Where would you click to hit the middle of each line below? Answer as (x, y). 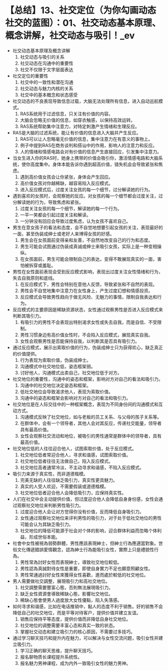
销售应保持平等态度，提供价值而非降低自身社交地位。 (75, 619)
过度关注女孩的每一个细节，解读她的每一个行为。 (71, 208)
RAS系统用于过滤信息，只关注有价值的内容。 (67, 114)
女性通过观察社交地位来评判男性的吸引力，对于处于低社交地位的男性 (91, 518)
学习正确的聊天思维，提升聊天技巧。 (58, 650)
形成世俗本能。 (45, 537)
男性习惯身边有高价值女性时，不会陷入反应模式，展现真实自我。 (86, 334)
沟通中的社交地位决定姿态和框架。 (55, 385)
